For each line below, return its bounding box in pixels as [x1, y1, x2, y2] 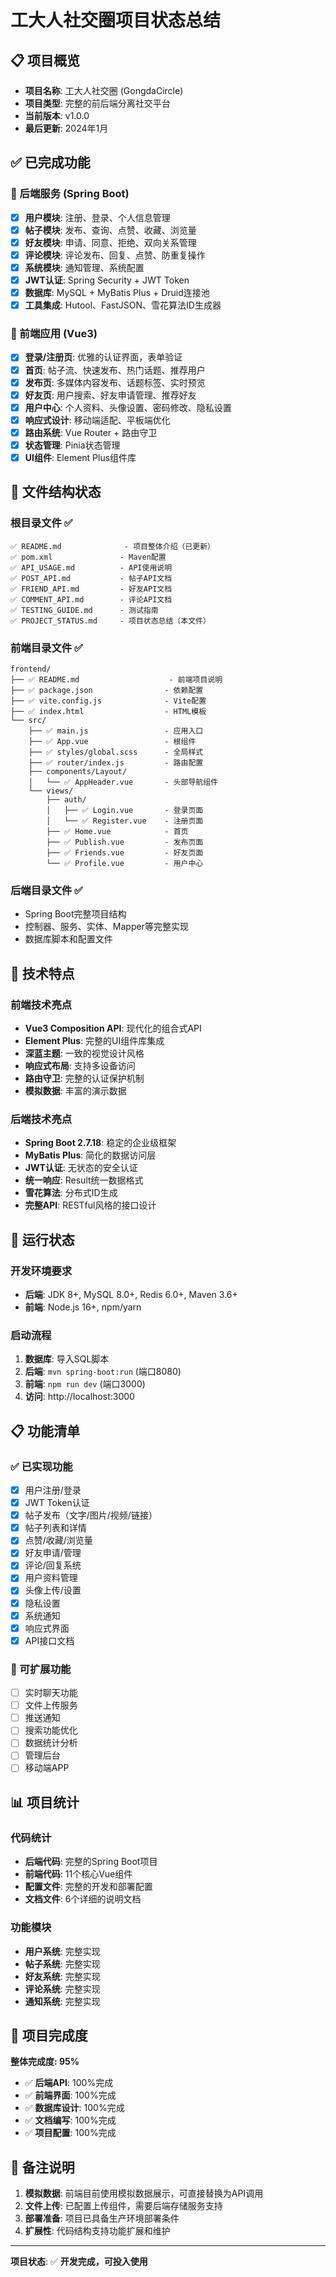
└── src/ [10, 716, 47, 726]
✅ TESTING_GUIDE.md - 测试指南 [10, 605, 159, 615]
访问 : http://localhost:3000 [24, 1391, 135, 1403]
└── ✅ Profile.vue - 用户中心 [46, 859, 204, 869]
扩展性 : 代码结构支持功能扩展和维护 [24, 2225, 171, 2237]
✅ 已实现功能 [10, 1459, 73, 1473]
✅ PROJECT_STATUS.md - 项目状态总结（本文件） [10, 616, 211, 626]
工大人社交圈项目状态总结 [10, 9, 222, 32]
